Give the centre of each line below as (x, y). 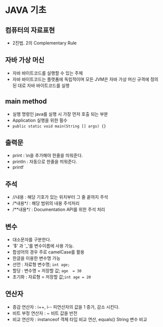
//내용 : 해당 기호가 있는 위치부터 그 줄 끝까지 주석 (60, 197)
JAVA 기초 (26, 10)
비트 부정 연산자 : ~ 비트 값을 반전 (45, 313)
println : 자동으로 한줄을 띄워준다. (45, 162)
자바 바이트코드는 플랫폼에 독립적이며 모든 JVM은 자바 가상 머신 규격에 (81, 79)
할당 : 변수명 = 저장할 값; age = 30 (47, 271)
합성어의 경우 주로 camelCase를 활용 (48, 252)
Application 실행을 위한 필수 (40, 120)
